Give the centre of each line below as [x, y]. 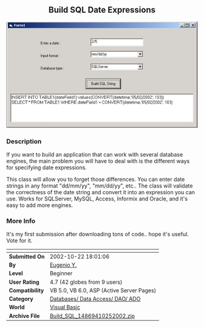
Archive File [24, 315]
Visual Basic [65, 308]
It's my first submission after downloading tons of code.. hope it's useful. [98, 234]
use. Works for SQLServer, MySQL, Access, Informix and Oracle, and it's [97, 199]
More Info [21, 220]
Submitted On [27, 256]
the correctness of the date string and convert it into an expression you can [101, 192]
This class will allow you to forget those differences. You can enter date [96, 179]
